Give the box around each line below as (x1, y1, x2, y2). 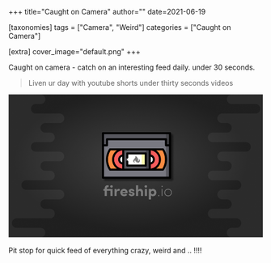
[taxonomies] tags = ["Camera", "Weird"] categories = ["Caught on (8, 23, 231, 32)
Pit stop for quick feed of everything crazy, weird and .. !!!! (8, 246, 202, 256)
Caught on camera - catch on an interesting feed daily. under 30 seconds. (8, 62, 256, 72)
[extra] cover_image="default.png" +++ (8, 47, 142, 56)
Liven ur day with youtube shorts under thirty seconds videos (28, 78, 234, 87)
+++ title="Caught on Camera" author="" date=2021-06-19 (8, 7, 206, 16)
